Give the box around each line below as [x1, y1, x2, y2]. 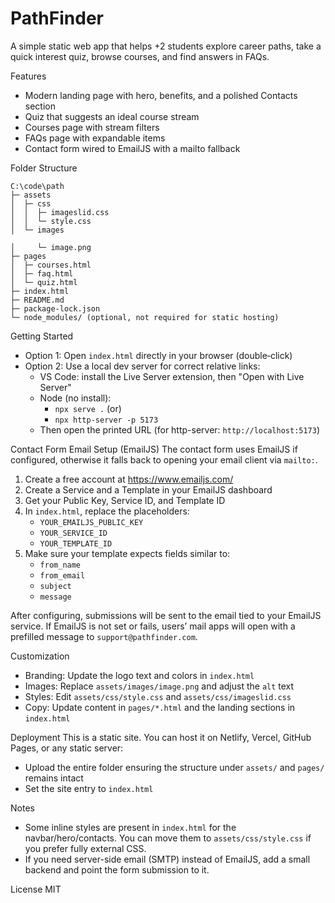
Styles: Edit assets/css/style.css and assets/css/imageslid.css [24, 690, 292, 702]
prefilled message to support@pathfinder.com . [10, 630, 198, 642]
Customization [10, 650, 70, 662]
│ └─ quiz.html [10, 277, 78, 287]
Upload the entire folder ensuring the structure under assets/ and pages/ [24, 761, 325, 773]
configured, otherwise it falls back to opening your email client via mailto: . [10, 453, 318, 466]
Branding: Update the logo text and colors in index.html [24, 669, 255, 681]
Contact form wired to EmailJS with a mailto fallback [24, 142, 241, 154]
